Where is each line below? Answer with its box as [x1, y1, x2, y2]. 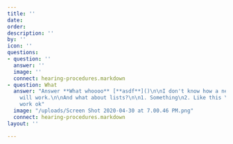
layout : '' [7, 120, 39, 127]
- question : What [7, 81, 58, 88]
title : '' [7, 10, 36, 17]
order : [7, 23, 26, 30]
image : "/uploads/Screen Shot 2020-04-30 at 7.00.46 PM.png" [13, 107, 194, 114]
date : [7, 17, 23, 24]
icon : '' [7, 42, 33, 49]
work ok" [19, 101, 45, 108]
